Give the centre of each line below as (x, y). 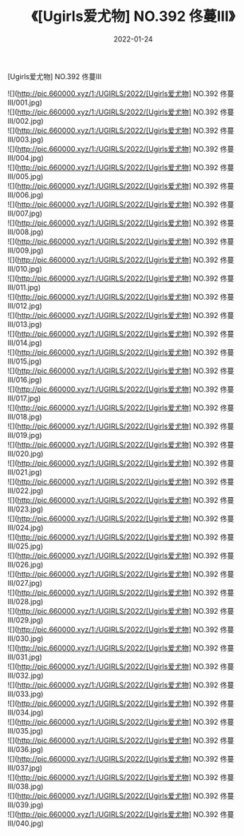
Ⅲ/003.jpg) (26, 139)
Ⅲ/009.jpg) (26, 250)
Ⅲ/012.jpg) (25, 305)
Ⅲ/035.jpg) (26, 731)
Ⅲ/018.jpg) (25, 416)
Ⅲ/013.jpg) (25, 324)
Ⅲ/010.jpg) (25, 269)
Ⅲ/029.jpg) (26, 619)
